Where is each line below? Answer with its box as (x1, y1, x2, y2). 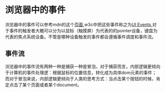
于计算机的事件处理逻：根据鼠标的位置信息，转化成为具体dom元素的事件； (5, 69, 157, 75)
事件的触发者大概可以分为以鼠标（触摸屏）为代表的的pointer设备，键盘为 (9, 27, 158, 33)
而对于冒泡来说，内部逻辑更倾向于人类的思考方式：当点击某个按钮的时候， (5, 75, 156, 81)
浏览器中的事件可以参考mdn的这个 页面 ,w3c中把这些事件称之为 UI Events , (5, 22, 153, 27)
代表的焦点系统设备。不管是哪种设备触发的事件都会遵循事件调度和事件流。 (5, 34, 156, 40)
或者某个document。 (39, 82, 82, 88)
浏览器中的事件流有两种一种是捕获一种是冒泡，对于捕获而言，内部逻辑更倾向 (5, 63, 161, 69)
